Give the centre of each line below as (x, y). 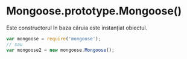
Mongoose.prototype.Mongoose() (94, 11)
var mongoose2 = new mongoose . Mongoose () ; (60, 50)
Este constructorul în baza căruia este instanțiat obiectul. (77, 28)
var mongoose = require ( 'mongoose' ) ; (54, 39)
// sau (14, 44)
